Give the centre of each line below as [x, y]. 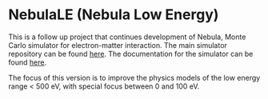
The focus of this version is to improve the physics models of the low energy [134, 77]
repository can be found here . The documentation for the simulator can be [131, 53]
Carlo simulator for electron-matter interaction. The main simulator [118, 45]
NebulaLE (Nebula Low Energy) [114, 15]
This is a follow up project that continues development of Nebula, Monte [127, 37]
